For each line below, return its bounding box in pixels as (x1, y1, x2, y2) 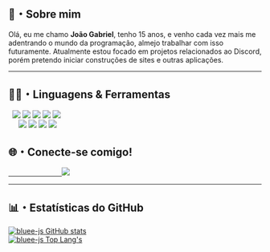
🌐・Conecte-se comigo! (8, 145, 133, 159)
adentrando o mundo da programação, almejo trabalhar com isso (8, 38, 223, 47)
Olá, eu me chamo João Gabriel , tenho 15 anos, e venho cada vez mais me (8, 29, 256, 39)
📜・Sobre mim (8, 7, 82, 22)
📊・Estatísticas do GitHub (8, 201, 144, 214)
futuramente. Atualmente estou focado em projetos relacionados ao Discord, (8, 47, 262, 56)
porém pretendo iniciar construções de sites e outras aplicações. (8, 55, 223, 64)
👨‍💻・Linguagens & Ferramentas (8, 87, 171, 102)
